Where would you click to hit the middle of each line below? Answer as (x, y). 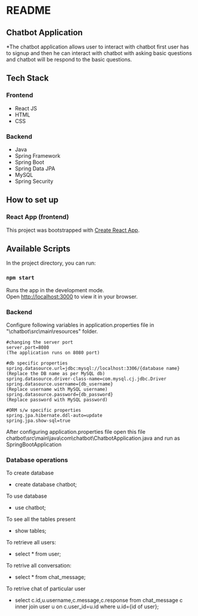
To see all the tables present (41, 519)
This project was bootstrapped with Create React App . (73, 230)
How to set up (32, 200)
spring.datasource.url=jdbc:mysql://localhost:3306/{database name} (93, 369)
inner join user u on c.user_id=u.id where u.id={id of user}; (87, 606)
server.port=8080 (28, 348)
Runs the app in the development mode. (55, 290)
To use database (27, 496)
